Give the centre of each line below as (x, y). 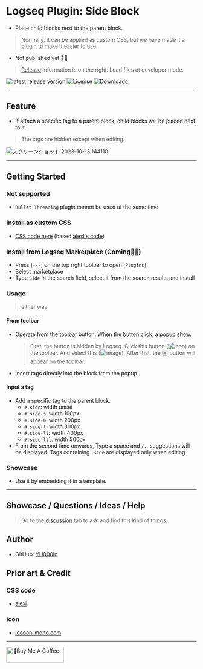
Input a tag (20, 387)
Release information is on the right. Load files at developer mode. (102, 69)
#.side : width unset (48, 407)
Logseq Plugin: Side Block (73, 11)
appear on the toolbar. (58, 361)
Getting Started (36, 177)
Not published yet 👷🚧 (41, 58)
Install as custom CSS (39, 223)
